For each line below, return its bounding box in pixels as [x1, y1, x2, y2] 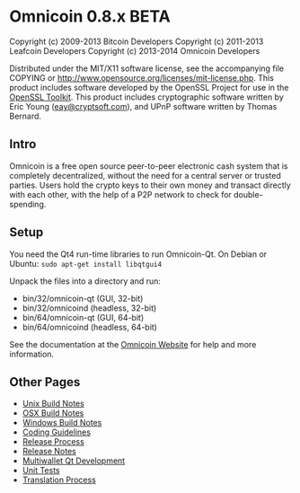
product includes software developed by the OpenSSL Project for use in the [9, 82, 289, 92]
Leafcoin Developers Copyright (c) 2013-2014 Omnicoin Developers [9, 45, 260, 56]
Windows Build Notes [22, 418, 102, 428]
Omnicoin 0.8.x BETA [9, 6, 171, 27]
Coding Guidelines [22, 427, 92, 437]
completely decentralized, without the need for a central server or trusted [9, 170, 281, 180]
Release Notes [22, 446, 76, 457]
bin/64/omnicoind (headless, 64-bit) [22, 321, 157, 332]
